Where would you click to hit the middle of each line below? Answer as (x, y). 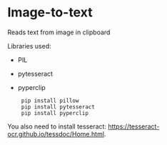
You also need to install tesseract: (57, 126)
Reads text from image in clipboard (59, 32)
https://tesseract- (134, 126)
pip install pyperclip (55, 113)
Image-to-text (50, 12)
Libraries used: (29, 46)
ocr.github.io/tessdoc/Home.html (56, 134)
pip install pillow (50, 101)
